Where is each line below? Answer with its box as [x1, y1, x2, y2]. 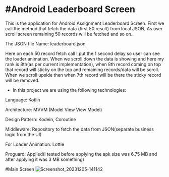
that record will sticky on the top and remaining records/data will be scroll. [5, 67, 159, 73]
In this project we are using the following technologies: [12, 87, 127, 93]
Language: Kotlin [5, 97, 40, 103]
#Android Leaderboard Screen [5, 4, 135, 15]
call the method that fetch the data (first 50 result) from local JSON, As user [5, 25, 163, 31]
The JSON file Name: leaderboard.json [5, 40, 86, 46]
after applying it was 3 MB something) [5, 156, 85, 162]
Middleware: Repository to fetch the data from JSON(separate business [5, 126, 154, 132]
